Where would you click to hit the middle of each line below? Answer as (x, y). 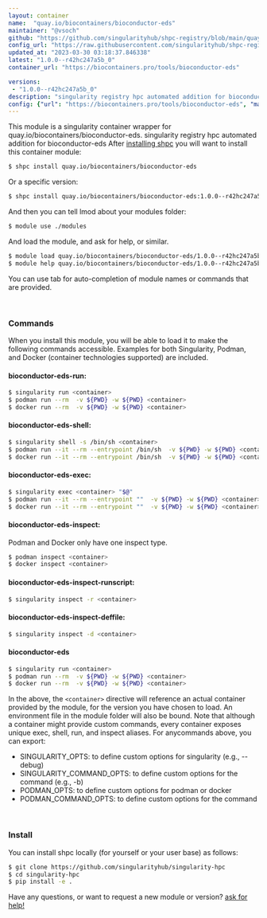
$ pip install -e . (41, 882)
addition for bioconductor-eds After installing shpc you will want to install (128, 143)
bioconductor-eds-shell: (50, 425)
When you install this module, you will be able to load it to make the (118, 340)
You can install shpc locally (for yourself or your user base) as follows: (123, 852)
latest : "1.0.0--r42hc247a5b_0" (62, 61)
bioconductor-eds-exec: (50, 475)
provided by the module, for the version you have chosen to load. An (120, 707)
